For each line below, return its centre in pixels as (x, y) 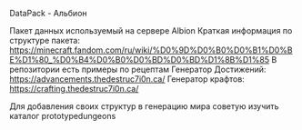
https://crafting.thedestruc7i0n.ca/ (74, 89)
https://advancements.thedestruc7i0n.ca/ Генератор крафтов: (127, 79)
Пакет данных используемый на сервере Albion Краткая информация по (151, 30)
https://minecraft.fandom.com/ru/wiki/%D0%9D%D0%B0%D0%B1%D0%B (151, 50)
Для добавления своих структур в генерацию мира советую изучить (144, 106)
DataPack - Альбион (49, 13)
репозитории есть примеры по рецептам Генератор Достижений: (138, 69)
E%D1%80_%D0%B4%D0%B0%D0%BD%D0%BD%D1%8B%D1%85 (140, 60)
